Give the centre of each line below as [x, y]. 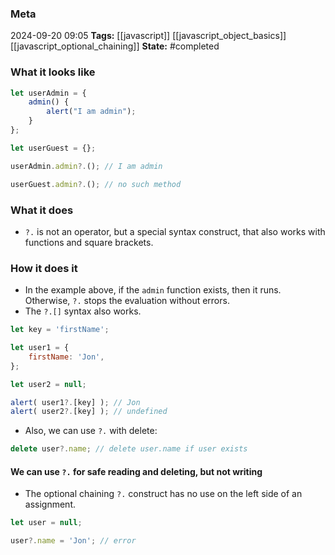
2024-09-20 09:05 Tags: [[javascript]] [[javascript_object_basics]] [148, 36]
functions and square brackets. [89, 242]
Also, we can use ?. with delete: [91, 431]
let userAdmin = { [48, 93]
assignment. [50, 504]
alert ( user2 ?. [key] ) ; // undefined [89, 412]
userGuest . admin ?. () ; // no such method [96, 184]
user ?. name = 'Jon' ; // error [73, 541]
